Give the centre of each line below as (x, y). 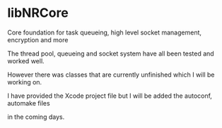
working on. (25, 82)
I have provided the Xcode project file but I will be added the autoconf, (110, 96)
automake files (29, 103)
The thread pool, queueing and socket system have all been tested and (111, 53)
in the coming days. (36, 117)
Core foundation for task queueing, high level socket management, (105, 32)
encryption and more (38, 39)
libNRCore (38, 13)
